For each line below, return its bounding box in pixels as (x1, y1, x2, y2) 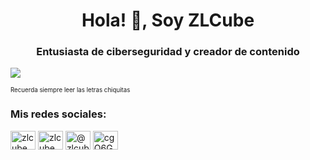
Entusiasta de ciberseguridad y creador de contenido (36, 45, 300, 59)
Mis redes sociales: (10, 107, 107, 121)
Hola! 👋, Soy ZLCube (81, 9, 255, 32)
